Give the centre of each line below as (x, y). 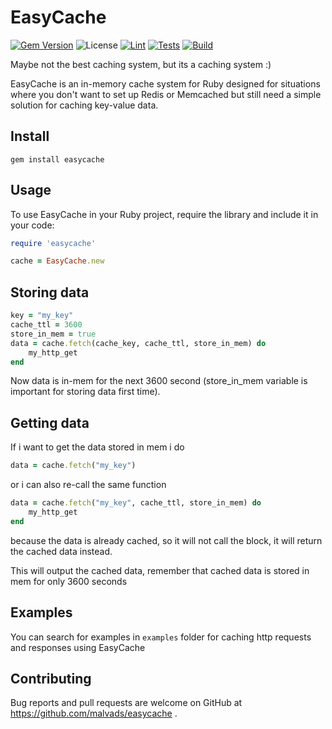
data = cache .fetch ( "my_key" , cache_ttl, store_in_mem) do (136, 503)
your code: (32, 225)
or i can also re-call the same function (88, 485)
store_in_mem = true (53, 334)
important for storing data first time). (85, 392)
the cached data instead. (61, 551)
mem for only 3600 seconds (69, 581)
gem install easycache (57, 159)
